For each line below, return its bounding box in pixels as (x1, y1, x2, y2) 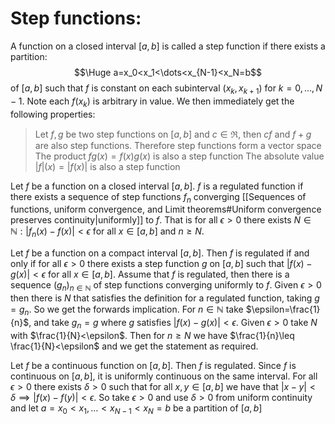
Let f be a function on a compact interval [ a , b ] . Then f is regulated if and (10, 247, 310, 259)
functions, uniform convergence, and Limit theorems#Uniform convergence (10, 203, 322, 216)
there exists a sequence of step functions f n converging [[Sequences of (10, 190, 307, 205)
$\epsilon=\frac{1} (245, 303, 321, 315)
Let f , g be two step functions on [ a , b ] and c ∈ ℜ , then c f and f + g (34, 128, 312, 140)
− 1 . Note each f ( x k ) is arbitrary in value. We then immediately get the (10, 95, 295, 109)
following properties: (10, 108, 96, 120)
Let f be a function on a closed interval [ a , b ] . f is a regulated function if (10, 180, 304, 192)
